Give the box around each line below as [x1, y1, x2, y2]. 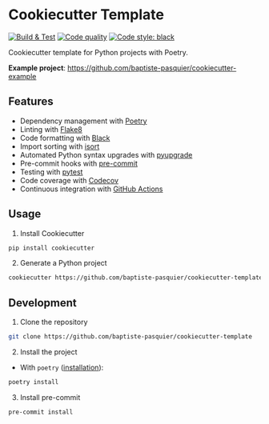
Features [8, 94, 54, 109]
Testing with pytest [19, 166, 83, 177]
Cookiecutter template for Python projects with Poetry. [8, 47, 188, 57]
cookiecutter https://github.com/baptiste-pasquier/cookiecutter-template [8, 274, 263, 282]
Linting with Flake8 [19, 124, 82, 134]
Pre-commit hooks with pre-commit [19, 158, 139, 168]
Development [8, 296, 78, 310]
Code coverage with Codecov [19, 175, 118, 185]
